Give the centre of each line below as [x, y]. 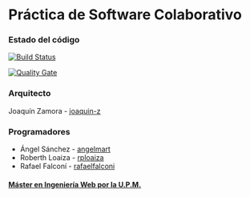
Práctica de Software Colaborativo [125, 15]
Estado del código [44, 40]
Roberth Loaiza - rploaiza [62, 158]
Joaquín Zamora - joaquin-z [55, 111]
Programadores [39, 131]
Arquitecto [30, 94]
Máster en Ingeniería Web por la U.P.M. [75, 184]
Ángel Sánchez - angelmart [65, 149]
